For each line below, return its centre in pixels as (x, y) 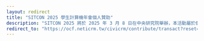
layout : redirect (28, 12)
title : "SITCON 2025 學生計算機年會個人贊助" (60, 17)
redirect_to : (23, 29)
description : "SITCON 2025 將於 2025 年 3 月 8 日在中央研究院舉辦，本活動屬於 (101, 23)
